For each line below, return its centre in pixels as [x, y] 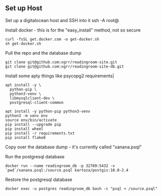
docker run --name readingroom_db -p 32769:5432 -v [60, 166]
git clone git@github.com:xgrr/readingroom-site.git [61, 62]
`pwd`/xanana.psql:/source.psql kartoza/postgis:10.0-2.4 [67, 170]
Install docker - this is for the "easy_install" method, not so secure [73, 30]
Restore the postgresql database [39, 179]
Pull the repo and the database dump [43, 53]
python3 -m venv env [27, 116]
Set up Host [24, 8]
